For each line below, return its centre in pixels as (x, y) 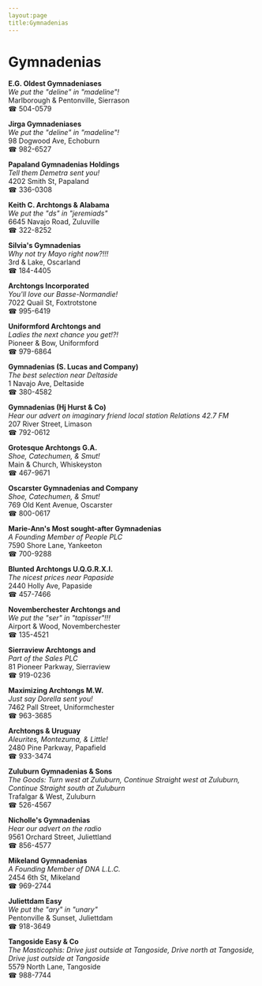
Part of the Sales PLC (43, 658)
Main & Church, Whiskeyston (55, 465)
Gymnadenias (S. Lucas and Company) (73, 367)
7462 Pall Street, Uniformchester (62, 707)
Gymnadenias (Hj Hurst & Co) (57, 407)
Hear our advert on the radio (55, 829)
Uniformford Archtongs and (54, 326)
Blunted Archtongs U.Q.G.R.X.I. (60, 569)
